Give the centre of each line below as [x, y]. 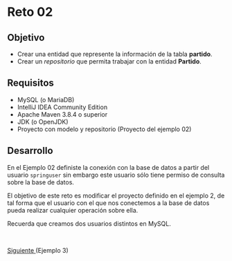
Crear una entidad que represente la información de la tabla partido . [115, 54]
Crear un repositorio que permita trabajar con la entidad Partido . [109, 61]
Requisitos [30, 83]
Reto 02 [30, 12]
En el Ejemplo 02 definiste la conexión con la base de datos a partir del [108, 167]
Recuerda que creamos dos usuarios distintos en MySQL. [89, 223]
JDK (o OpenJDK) [43, 122]
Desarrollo [30, 151]
